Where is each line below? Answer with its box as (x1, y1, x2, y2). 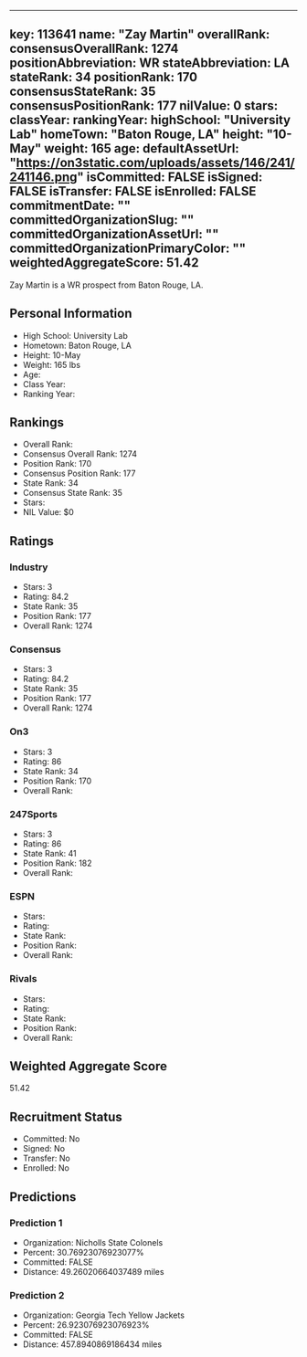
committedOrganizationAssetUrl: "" (9, 226, 219, 242)
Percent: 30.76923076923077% (22, 1247, 144, 1257)
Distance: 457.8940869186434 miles (22, 1339, 163, 1350)
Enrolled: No (22, 1162, 70, 1173)
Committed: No (22, 1133, 80, 1144)
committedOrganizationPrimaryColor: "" (9, 241, 247, 257)
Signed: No (22, 1143, 66, 1154)
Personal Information (9, 306, 132, 321)
